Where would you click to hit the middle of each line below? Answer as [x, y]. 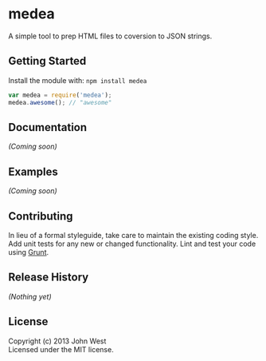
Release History [49, 278]
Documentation [48, 127]
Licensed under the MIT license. [61, 349]
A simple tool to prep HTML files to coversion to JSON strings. [110, 36]
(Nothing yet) [30, 296]
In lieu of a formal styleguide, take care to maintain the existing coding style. [133, 235]
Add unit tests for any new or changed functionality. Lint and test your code [132, 244]
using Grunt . [29, 252]
